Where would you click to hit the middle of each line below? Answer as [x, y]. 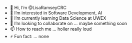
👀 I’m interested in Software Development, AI [56, 13]
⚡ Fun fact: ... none [29, 36]
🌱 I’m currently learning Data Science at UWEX [58, 18]
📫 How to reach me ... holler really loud [51, 29]
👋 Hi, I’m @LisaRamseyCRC [38, 8]
